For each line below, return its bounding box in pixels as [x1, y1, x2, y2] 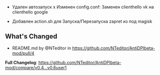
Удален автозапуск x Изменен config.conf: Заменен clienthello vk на [12, 4, 154, 10]
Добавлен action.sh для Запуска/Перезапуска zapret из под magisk [12, 19, 152, 24]
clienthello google [12, 9, 48, 15]
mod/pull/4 [12, 50, 35, 56]
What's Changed [5, 32, 57, 40]
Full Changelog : [5, 60, 37, 65]
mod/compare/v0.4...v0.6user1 [5, 64, 67, 70]
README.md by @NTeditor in [12, 45, 71, 51]
